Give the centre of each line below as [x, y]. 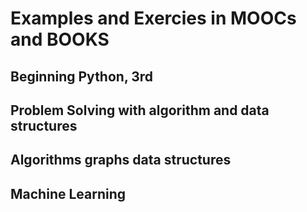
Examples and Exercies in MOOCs [153, 18]
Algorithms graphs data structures [121, 160]
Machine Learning [68, 193]
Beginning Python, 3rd [82, 76]
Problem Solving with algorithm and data [140, 110]
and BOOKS [60, 39]
